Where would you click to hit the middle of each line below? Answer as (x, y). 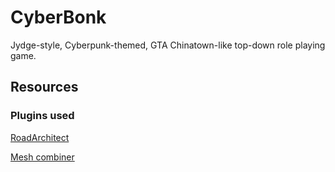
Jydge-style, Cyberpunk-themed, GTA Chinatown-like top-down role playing (168, 45)
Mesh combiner (42, 157)
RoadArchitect (40, 137)
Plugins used (42, 116)
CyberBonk (58, 17)
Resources (44, 87)
